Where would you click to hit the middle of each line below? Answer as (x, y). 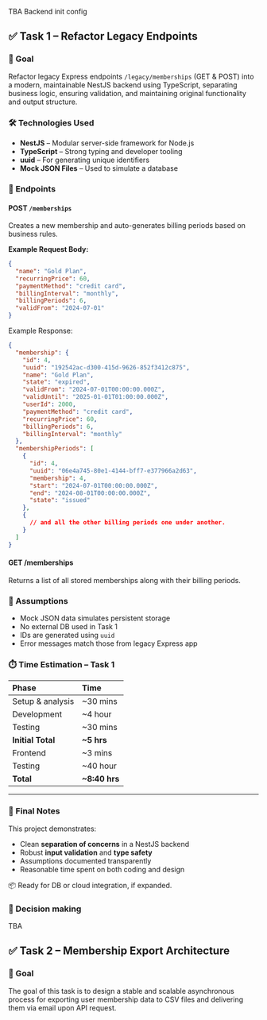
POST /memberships (40, 208)
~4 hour (97, 714)
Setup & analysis (43, 701)
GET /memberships (41, 562)
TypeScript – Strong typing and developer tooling (101, 151)
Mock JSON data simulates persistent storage (95, 618)
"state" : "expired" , (56, 382)
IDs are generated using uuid (67, 636)
